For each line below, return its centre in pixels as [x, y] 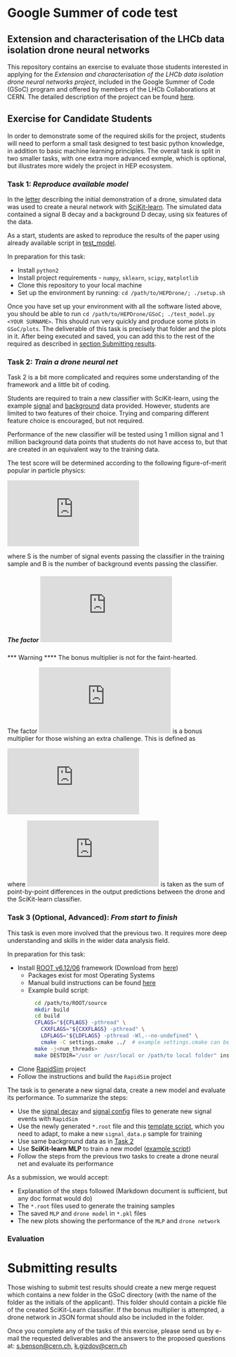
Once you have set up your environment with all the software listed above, [115, 306]
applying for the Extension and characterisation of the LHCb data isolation [115, 74]
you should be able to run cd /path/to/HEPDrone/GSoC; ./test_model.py [111, 314]
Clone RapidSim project [52, 1069]
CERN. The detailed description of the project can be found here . [101, 97]
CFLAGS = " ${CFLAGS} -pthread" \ [80, 1023]
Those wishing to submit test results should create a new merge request [112, 1287]
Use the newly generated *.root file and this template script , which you [121, 1126]
